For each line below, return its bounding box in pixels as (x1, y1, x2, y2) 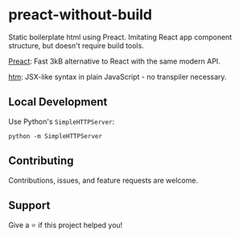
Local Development (8, 95, 108, 109)
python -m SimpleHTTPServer (8, 132, 103, 140)
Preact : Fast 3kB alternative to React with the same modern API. (8, 56, 221, 66)
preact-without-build (8, 6, 153, 24)
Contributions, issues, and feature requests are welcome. (8, 175, 199, 185)
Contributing (8, 154, 74, 168)
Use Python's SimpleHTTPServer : (8, 117, 115, 126)
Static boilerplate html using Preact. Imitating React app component (8, 32, 233, 42)
